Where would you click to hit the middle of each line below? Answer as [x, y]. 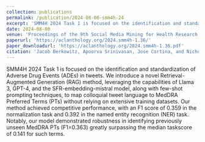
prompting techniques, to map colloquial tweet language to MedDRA [92, 94]
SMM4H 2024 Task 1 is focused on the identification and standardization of [101, 69]
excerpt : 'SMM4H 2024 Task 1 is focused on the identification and [94, 23]
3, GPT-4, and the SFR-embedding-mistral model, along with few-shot [95, 88]
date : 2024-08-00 [28, 29]
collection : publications [39, 12]
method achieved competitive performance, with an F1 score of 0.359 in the [102, 108]
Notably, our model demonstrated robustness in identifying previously [94, 121]
